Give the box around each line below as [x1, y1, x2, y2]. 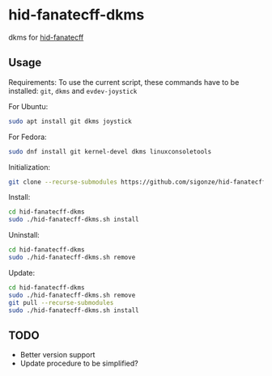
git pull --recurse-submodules [8, 298, 114, 306]
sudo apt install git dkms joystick [8, 117, 132, 125]
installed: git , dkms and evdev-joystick [8, 86, 138, 95]
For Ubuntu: [8, 101, 49, 111]
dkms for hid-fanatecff [8, 32, 84, 42]
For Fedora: [8, 132, 47, 142]
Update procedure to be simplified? [19, 358, 139, 369]
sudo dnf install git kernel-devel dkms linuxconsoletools [8, 147, 212, 155]
